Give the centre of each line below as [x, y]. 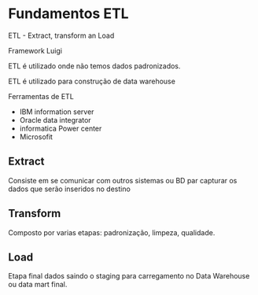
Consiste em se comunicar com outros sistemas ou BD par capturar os [123, 180]
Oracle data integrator [55, 120]
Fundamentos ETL [68, 14]
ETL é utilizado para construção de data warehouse [92, 81]
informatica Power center [61, 128]
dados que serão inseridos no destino [70, 189]
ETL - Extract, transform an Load [61, 35]
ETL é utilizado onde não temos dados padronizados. [94, 66]
